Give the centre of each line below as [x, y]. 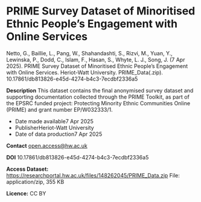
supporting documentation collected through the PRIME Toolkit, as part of [98, 97]
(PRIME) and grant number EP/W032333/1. [59, 109]
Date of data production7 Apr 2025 [59, 134]
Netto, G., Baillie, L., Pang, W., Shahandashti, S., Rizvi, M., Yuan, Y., [90, 53]
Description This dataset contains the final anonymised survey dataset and [100, 90]
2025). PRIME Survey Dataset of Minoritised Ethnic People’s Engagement [97, 66]
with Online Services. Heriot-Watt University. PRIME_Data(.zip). [85, 72]
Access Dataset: [27, 169]
